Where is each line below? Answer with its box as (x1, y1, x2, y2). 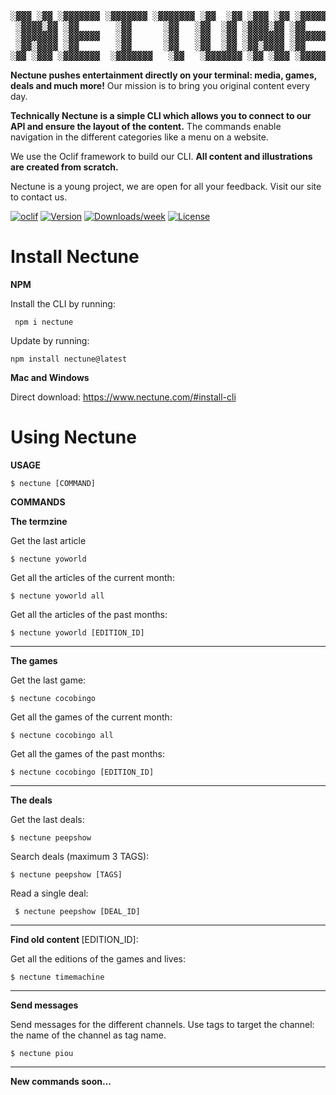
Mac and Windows (10, 371, 90, 383)
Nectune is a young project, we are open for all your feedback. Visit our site (10, 181, 322, 192)
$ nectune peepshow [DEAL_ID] (14, 906, 141, 916)
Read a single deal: (10, 887, 89, 899)
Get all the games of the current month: (10, 711, 173, 723)
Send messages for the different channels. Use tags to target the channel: (10, 1018, 315, 1030)
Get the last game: (10, 674, 87, 686)
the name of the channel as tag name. (10, 1029, 167, 1041)
